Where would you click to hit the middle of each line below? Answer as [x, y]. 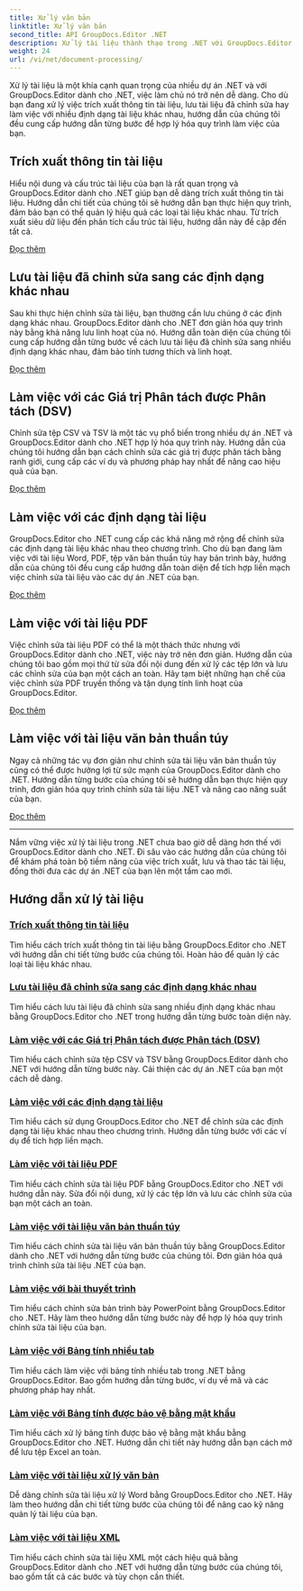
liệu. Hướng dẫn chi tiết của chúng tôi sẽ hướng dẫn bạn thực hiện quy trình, [151, 202]
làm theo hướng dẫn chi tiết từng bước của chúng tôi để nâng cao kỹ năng [147, 1504]
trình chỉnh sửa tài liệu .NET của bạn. [78, 1265]
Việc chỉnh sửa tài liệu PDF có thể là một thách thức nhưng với [125, 645]
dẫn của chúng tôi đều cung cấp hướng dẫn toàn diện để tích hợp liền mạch [150, 568]
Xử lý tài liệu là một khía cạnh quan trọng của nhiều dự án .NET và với [138, 85]
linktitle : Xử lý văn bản [58, 26]
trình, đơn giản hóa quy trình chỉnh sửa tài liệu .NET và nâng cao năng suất [148, 789]
